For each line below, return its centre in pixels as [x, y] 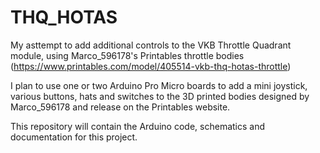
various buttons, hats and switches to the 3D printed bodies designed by [160, 96]
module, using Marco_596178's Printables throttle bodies [127, 55]
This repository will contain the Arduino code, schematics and [138, 126]
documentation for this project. [74, 137]
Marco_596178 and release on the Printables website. [120, 107]
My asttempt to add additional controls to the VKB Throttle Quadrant [151, 45]
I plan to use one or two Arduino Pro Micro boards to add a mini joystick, [159, 85]
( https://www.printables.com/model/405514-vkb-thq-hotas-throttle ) [151, 66]
